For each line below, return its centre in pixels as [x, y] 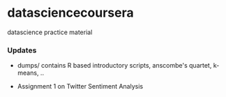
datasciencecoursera [70, 13]
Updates [22, 50]
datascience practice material [50, 32]
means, [28, 73]
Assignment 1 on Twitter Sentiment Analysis [80, 87]
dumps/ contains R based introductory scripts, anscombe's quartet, [114, 66]
